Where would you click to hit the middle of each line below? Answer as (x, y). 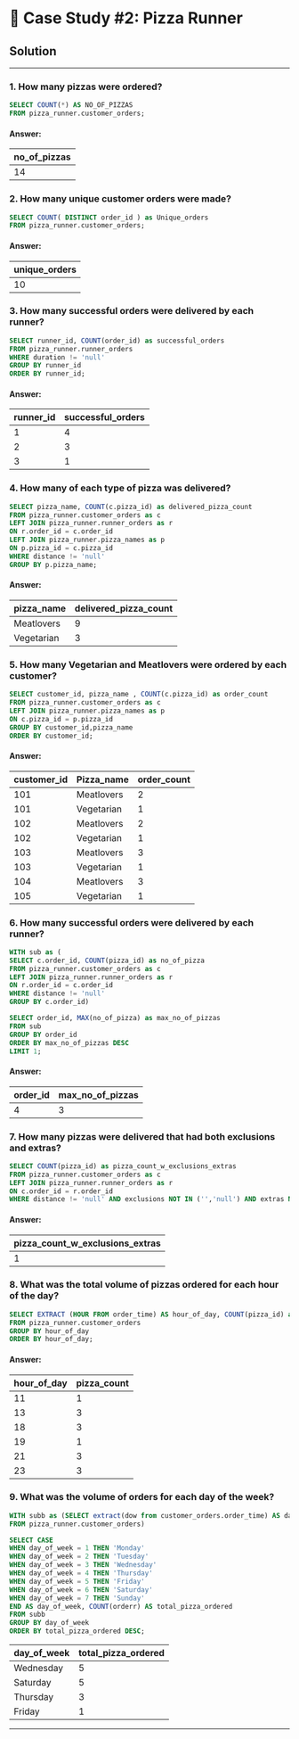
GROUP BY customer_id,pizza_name (71, 727)
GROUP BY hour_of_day (49, 1331)
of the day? (34, 1296)
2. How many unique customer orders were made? (120, 199)
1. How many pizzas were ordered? (86, 87)
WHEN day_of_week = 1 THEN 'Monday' (77, 1548)
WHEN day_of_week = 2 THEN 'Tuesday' (79, 1557)
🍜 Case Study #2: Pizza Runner (126, 18)
